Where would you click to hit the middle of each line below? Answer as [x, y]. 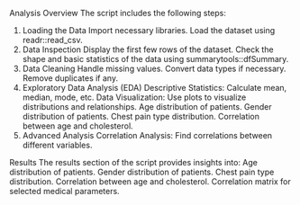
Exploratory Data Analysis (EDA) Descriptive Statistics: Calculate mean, [155, 88]
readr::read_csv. [52, 40]
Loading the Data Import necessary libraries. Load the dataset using [149, 30]
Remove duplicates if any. [70, 78]
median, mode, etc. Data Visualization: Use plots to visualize [134, 97]
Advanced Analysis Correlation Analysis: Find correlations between [147, 135]
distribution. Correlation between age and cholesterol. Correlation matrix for [150, 182]
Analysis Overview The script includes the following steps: [118, 13]
